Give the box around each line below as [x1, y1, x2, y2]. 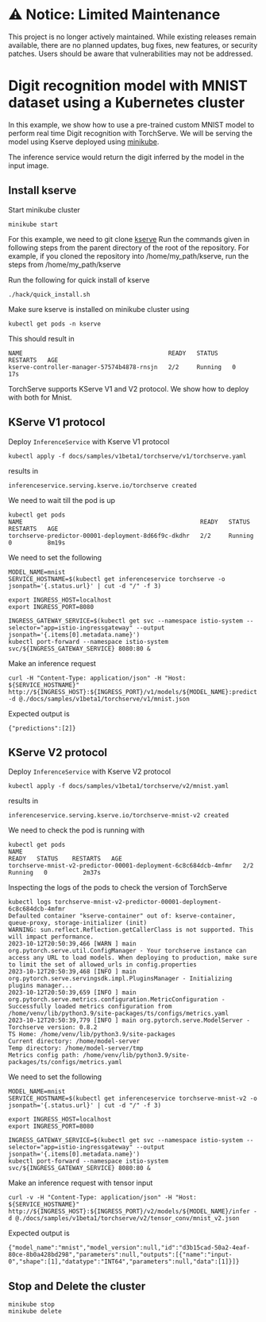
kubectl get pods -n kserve [8, 320, 102, 328]
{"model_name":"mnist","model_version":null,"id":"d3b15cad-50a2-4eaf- [8, 1244, 250, 1252]
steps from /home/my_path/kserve [8, 259, 121, 269]
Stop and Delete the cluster [8, 1279, 146, 1293]
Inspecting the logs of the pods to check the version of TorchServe [8, 883, 228, 892]
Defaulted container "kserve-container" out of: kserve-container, [8, 912, 237, 920]
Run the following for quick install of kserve [8, 275, 150, 284]
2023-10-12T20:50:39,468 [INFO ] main [8, 968, 137, 976]
